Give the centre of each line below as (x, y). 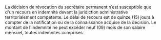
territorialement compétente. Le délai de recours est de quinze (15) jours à (80, 17)
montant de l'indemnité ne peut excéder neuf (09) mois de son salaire (75, 27)
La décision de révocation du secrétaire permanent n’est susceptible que (78, 7)
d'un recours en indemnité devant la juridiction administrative (67, 12)
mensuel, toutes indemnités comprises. (45, 33)
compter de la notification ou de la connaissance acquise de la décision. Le (81, 22)
